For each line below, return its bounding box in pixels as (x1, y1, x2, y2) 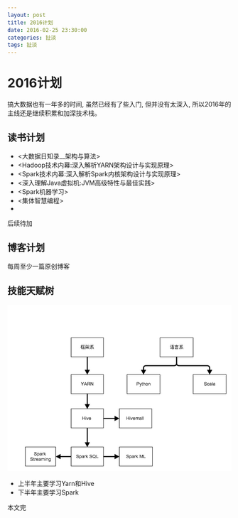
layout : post (7, 11, 46, 18)
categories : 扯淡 (7, 34, 57, 41)
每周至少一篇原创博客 (7, 261, 70, 270)
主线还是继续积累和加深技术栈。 (7, 109, 101, 117)
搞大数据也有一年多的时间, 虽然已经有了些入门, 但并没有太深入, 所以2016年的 (7, 100, 232, 109)
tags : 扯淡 (7, 41, 38, 49)
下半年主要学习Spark (17, 487, 80, 497)
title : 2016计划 (7, 18, 53, 26)
